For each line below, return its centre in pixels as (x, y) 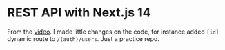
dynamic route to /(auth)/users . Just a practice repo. (84, 38)
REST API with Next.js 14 (79, 13)
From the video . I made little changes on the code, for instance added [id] (113, 32)
